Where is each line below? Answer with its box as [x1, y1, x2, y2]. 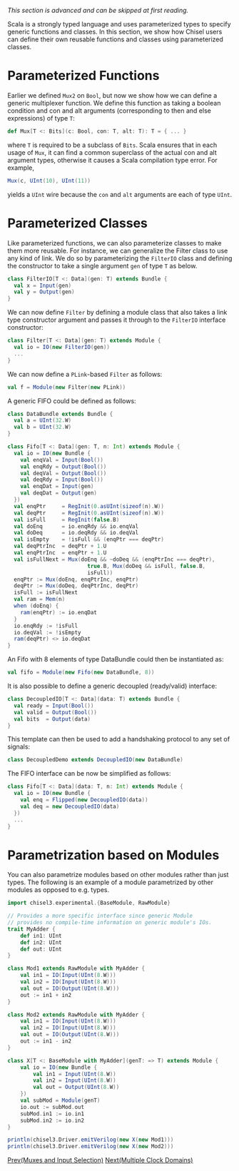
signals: [7, 742, 31, 751]
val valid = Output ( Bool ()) [14, 709, 98, 716]
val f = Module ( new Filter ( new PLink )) [7, 383, 126, 391]
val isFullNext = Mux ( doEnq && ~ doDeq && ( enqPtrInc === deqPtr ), [14, 556, 215, 563]
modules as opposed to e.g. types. [7, 886, 109, 894]
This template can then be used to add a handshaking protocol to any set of [7, 735, 230, 744]
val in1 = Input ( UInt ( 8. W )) [33, 1070, 116, 1078]
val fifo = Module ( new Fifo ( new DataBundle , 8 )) [7, 669, 155, 676]
